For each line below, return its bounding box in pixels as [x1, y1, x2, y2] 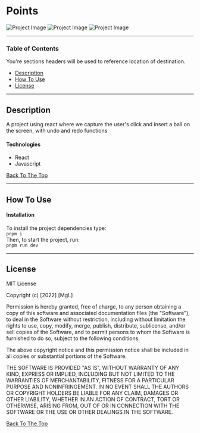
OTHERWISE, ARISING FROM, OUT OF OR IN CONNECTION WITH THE [6, 402, 180, 409]
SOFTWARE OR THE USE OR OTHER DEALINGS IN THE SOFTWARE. [6, 408, 173, 415]
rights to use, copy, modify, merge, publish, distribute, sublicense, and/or [6, 322, 186, 329]
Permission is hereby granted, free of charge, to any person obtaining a [6, 303, 182, 310]
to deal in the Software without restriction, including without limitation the [6, 316, 186, 323]
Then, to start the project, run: [6, 236, 80, 243]
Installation [6, 211, 35, 219]
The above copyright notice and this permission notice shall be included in [6, 346, 189, 353]
